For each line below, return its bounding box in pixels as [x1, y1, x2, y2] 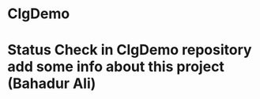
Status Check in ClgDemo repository [7, 41, 252, 59]
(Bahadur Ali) [7, 74, 96, 93]
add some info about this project [7, 58, 224, 76]
